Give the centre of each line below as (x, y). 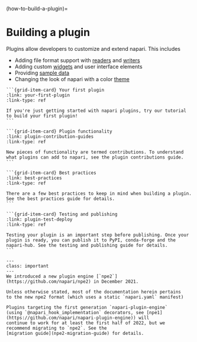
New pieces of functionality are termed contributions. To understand (95, 152)
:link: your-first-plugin (38, 95)
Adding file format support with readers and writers (77, 60)
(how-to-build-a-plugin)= (37, 9)
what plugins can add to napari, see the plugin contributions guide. (95, 157)
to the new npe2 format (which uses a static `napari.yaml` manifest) (95, 297)
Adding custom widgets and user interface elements (79, 66)
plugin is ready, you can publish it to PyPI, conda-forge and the (91, 240)
